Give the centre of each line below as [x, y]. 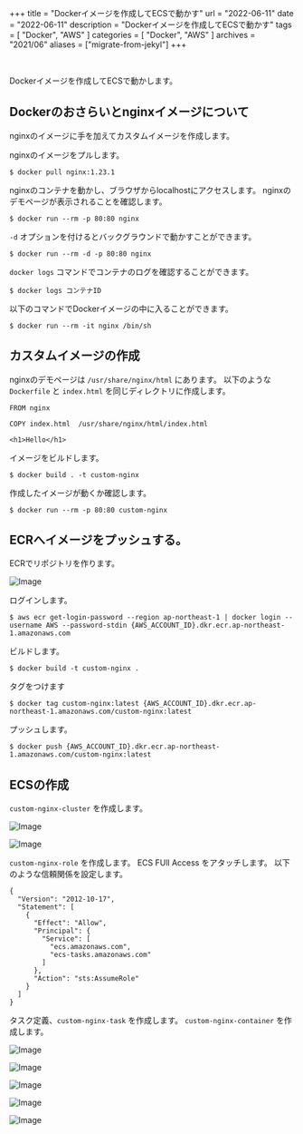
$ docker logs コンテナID [56, 290]
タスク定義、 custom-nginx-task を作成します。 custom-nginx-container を [147, 1021]
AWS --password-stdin [86, 626]
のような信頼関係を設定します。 [69, 875]
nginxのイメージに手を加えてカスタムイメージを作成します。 [122, 135]
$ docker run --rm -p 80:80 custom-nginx [89, 510]
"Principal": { [62, 931]
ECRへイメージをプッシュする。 [99, 540]
